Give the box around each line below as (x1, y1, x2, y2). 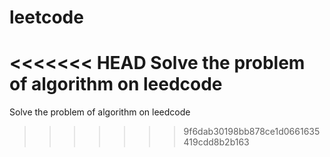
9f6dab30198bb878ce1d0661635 (183, 126, 321, 138)
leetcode (9, 6, 84, 29)
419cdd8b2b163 (183, 136, 250, 148)
